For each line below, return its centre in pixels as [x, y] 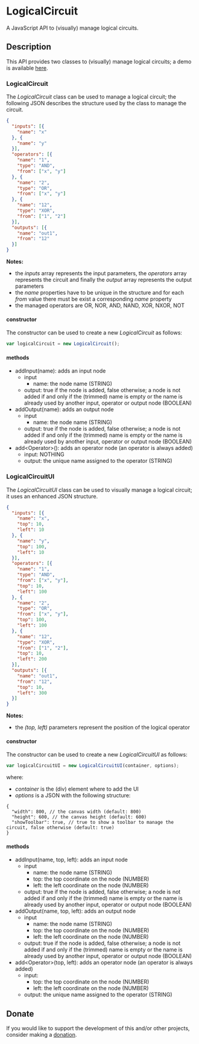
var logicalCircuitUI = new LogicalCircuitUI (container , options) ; [93, 766]
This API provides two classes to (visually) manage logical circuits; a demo [99, 61]
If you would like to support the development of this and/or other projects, [98, 1028]
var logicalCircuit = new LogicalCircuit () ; [63, 344]
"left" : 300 [32, 693]
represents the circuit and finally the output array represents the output [103, 280]
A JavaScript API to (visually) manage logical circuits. [72, 28]
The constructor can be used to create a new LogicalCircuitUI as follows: [97, 755]
